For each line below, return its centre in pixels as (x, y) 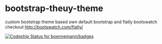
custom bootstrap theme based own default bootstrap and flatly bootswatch (81, 22)
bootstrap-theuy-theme (54, 8)
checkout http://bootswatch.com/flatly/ (44, 27)
